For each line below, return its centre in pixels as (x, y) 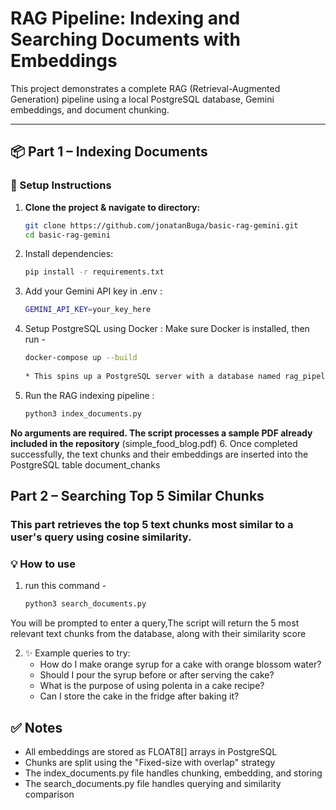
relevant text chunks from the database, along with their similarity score (158, 634)
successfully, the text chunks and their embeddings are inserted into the (159, 454)
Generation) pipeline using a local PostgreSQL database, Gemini (142, 99)
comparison (49, 794)
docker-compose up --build (81, 358)
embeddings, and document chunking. (90, 109)
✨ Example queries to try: (77, 653)
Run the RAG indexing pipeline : (89, 395)
